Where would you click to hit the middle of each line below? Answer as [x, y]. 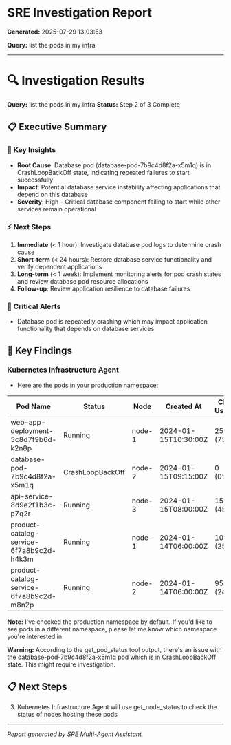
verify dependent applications [59, 266]
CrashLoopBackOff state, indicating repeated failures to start [103, 172]
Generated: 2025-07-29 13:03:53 [55, 32]
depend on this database [52, 194]
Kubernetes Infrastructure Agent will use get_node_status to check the [117, 706]
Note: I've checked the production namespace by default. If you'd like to [110, 622]
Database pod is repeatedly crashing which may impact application [112, 322]
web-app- [28, 422]
